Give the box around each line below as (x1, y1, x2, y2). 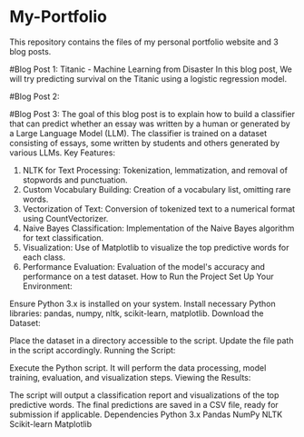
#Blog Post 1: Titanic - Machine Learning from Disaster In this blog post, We (9, 64, 292, 74)
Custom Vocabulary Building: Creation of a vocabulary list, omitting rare (22, 184, 291, 194)
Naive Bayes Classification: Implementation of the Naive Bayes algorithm (22, 223, 295, 233)
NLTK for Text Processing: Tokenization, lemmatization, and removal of (22, 164, 289, 175)
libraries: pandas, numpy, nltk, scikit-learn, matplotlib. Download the (9, 307, 265, 319)
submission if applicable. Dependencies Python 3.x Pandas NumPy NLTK (9, 409, 283, 420)
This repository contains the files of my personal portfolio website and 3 (9, 36, 279, 47)
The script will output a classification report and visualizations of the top (9, 389, 279, 401)
